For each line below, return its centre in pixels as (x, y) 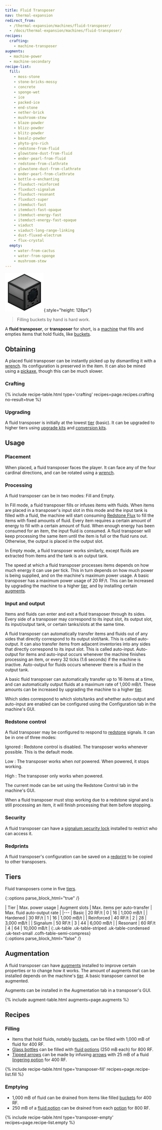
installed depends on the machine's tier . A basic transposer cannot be (75, 976)
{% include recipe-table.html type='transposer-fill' (55, 1069)
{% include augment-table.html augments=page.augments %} (67, 999)
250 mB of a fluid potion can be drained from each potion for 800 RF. (81, 1108)
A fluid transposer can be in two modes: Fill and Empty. (60, 495)
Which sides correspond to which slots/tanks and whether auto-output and (80, 699)
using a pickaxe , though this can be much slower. (54, 371)
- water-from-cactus (34, 251)
